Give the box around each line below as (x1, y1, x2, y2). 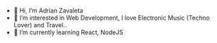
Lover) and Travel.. (13, 21, 67, 29)
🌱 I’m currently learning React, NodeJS (13, 28, 123, 36)
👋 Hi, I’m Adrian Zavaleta (13, 7, 84, 14)
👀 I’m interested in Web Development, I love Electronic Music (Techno (13, 14, 210, 22)
